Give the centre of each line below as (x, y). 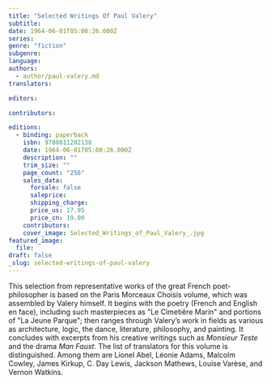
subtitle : (25, 23)
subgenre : (25, 53)
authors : (23, 69)
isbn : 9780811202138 (57, 143)
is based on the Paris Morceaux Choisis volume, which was (149, 294)
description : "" (51, 157)
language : (25, 62)
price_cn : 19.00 (57, 218)
